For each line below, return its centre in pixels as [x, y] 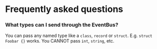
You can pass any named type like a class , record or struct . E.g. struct [79, 35]
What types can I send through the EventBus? [62, 25]
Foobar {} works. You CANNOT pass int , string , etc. [60, 41]
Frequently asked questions [64, 9]
